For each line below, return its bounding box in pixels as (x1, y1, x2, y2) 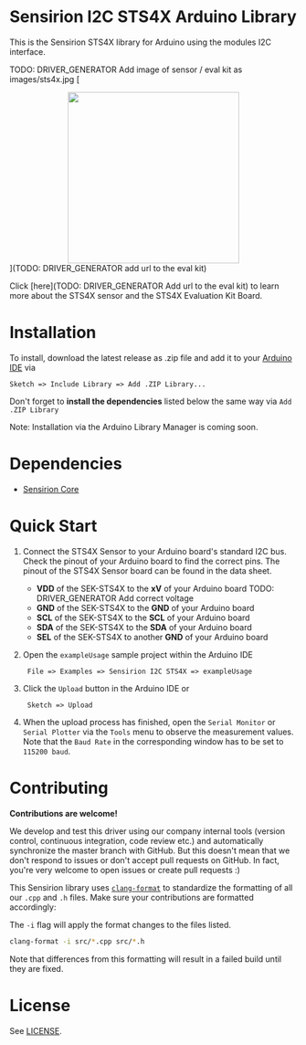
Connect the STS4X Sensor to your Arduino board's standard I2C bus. (22, 545, 288, 556)
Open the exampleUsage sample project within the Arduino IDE (22, 649, 253, 660)
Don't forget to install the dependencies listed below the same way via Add (9, 396, 292, 406)
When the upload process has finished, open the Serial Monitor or (22, 716, 276, 727)
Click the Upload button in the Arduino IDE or (22, 682, 190, 693)
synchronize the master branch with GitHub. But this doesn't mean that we (9, 845, 290, 856)
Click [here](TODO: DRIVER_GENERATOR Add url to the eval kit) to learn (9, 280, 280, 291)
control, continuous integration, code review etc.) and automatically (9, 835, 264, 846)
